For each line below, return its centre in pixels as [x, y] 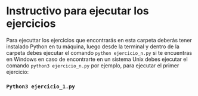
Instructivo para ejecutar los [78, 11]
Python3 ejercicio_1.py [41, 86]
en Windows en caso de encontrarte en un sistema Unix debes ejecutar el [97, 59]
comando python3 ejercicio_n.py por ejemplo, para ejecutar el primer [93, 65]
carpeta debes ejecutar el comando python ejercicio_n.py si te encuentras [99, 52]
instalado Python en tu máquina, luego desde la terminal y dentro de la [93, 47]
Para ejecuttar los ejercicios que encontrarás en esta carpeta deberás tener [99, 40]
